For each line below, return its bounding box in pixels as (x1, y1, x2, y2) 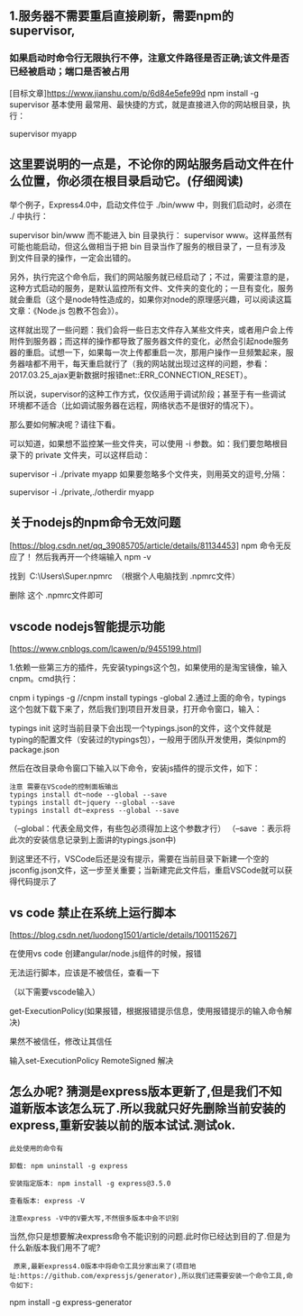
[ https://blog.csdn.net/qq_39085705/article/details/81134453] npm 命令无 (9, 540, 284, 552)
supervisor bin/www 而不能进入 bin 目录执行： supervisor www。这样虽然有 (9, 229, 293, 241)
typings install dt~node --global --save (9, 791, 168, 800)
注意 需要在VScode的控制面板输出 (9, 782, 119, 791)
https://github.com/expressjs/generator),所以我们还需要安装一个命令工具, (20, 1271, 287, 1280)
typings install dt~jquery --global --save (9, 799, 176, 808)
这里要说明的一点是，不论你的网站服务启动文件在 (9, 157, 282, 172)
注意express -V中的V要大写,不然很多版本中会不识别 (9, 1213, 179, 1223)
